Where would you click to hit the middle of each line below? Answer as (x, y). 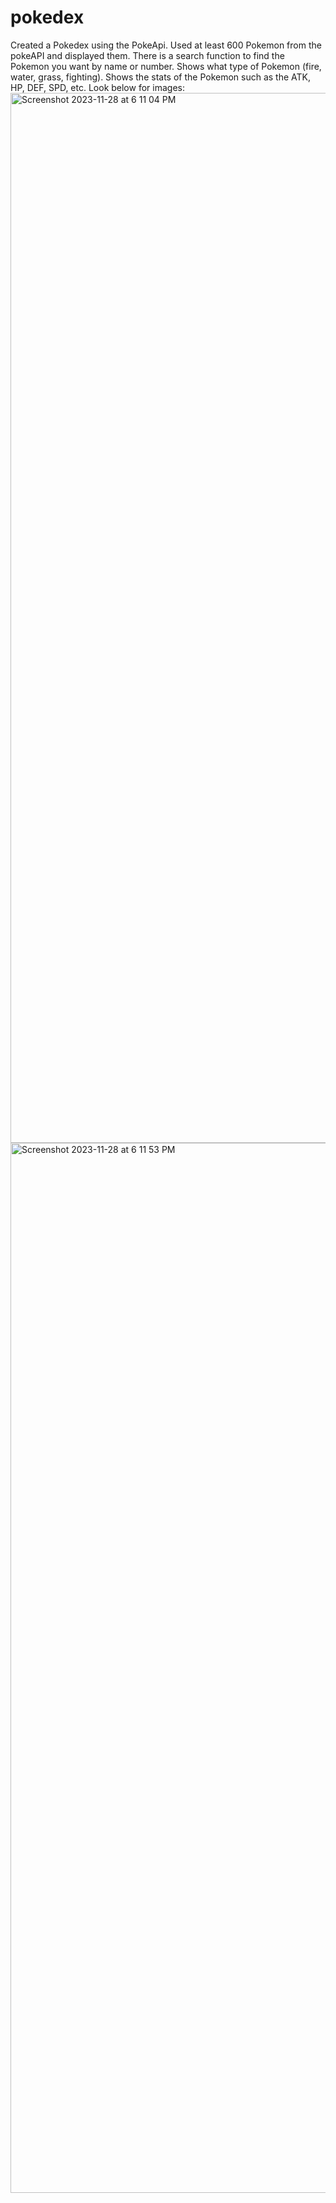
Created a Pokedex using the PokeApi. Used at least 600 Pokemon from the (166, 45)
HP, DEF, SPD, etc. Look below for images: (97, 87)
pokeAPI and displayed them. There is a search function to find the (147, 55)
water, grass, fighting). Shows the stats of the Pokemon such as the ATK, (161, 77)
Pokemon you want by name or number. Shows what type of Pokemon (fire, (166, 66)
